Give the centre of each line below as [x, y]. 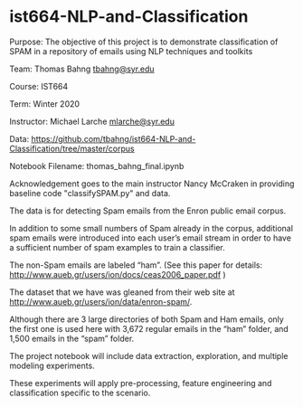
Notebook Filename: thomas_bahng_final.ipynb [97, 166]
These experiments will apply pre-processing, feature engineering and [141, 383]
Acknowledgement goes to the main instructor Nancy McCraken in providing [152, 184]
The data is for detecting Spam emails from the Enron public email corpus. [148, 211]
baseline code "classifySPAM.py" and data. [90, 193]
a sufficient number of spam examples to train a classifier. [117, 247]
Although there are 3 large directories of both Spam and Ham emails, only [147, 319]
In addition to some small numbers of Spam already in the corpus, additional [151, 228]
